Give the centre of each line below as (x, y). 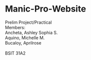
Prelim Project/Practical (29, 22)
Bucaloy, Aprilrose (23, 43)
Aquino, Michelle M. (25, 38)
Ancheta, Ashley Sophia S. (31, 32)
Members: (15, 27)
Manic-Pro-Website (45, 9)
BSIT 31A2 (15, 53)
